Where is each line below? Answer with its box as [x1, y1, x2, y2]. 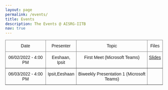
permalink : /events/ [5, 12, 48, 17]
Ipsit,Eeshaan [47, 71, 74, 77]
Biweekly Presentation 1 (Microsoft [78, 71, 146, 77]
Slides [148, 54, 161, 60]
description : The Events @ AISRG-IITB [5, 21, 86, 26]
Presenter [51, 43, 71, 49]
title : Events [5, 16, 35, 21]
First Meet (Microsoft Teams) [84, 54, 140, 60]
